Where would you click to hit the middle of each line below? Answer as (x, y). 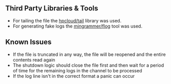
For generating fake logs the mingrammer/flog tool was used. (78, 26)
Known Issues (28, 42)
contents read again (34, 60)
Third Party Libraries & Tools (52, 8)
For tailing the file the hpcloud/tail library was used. (67, 20)
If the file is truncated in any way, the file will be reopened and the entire (89, 54)
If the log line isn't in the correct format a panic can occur (74, 76)
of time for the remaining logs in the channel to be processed (77, 70)
